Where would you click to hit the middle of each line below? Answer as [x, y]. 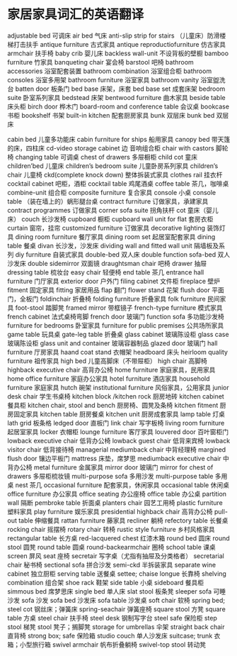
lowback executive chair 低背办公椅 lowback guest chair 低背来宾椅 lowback [119, 440]
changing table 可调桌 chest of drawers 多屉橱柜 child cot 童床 [106, 157]
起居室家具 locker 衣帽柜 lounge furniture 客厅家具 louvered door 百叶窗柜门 [118, 432]
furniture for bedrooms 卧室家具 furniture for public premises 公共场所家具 [116, 325]
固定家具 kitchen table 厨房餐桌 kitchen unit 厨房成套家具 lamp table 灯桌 [119, 414]
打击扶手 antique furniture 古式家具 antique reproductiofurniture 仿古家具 [120, 44]
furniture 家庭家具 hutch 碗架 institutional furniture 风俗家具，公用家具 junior [118, 387]
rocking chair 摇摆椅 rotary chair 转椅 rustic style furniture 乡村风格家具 [111, 529]
